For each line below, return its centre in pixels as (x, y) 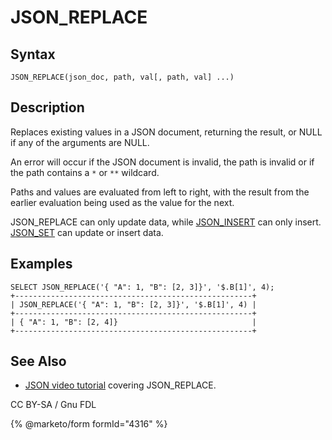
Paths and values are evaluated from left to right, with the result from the (160, 192)
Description (47, 107)
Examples (41, 264)
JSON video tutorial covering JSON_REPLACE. (120, 385)
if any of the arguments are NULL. (80, 142)
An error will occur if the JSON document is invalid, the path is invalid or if (162, 162)
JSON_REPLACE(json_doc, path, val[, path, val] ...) (122, 77)
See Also (38, 361)
